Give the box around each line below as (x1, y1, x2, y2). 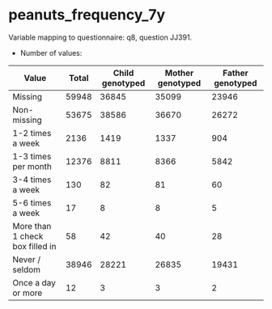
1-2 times (12, 127, 52, 138)
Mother (164, 67, 194, 78)
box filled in (12, 240, 57, 252)
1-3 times (12, 150, 52, 162)
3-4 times (12, 174, 52, 185)
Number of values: (19, 48, 83, 57)
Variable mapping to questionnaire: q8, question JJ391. (8, 32, 193, 42)
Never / (12, 253, 41, 265)
